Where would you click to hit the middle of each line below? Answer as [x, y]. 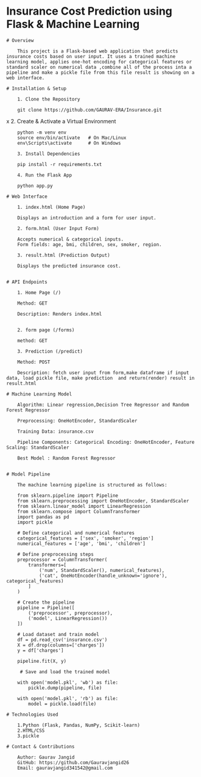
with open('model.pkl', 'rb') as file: [68, 698]
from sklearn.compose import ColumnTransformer [79, 511]
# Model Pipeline [28, 474]
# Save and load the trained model [65, 672]
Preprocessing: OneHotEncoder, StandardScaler [77, 421]
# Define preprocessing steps [56, 554]
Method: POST [34, 362]
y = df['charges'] [41, 650]
